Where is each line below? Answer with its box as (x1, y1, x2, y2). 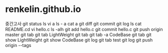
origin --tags (5, 42, 32, 48)
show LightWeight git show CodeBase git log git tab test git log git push (5, 36, 153, 43)
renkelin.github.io (5, 3, 81, 15)
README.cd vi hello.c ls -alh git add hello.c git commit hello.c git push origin (5, 26, 163, 32)
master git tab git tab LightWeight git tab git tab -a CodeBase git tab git (5, 31, 152, 37)
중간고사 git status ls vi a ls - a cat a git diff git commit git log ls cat (5, 20, 142, 26)
